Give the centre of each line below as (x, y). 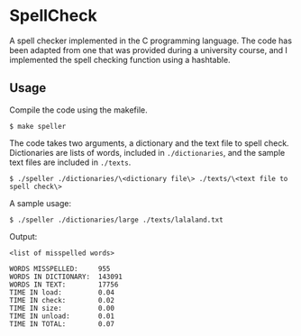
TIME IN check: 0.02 (62, 300)
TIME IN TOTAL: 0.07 (62, 324)
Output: (23, 236)
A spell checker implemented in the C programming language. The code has (151, 41)
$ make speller (38, 126)
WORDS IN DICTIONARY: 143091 (66, 277)
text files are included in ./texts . (70, 162)
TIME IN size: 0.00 (62, 308)
